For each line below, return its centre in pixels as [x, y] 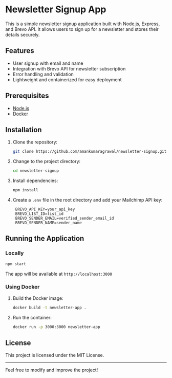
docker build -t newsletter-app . [49, 308]
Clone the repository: [35, 142]
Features [20, 51]
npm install [25, 190]
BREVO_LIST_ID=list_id [39, 214]
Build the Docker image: [38, 298]
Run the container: [32, 317]
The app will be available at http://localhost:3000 [59, 274]
